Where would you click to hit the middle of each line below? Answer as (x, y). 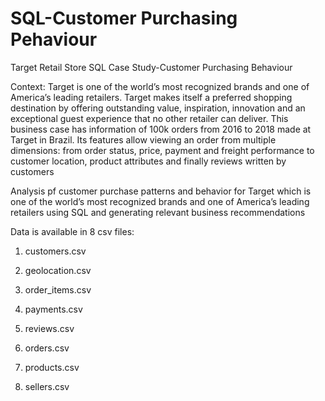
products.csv (52, 367)
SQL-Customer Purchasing (124, 18)
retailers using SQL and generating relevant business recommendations (158, 212)
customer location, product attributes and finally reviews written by (148, 161)
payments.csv (53, 309)
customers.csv (55, 251)
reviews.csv (49, 328)
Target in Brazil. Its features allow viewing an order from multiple (143, 139)
